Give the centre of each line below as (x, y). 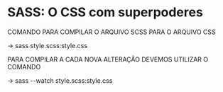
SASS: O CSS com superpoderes (105, 12)
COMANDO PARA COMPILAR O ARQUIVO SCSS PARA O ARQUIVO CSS (112, 32)
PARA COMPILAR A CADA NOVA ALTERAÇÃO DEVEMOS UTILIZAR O (108, 59)
